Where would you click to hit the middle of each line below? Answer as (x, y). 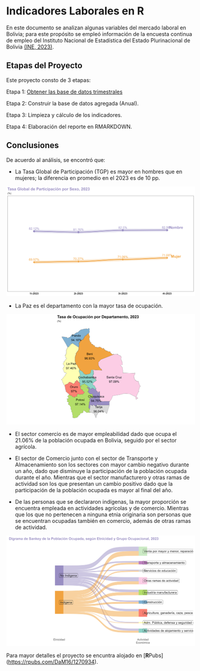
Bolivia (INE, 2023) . (30, 47)
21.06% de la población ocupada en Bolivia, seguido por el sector (96, 440)
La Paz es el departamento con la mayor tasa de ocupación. (89, 306)
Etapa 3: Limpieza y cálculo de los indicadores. (64, 115)
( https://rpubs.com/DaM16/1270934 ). (52, 662)
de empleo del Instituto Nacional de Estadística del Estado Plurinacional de (98, 40)
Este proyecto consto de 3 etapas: (49, 80)
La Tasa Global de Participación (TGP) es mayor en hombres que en (99, 171)
